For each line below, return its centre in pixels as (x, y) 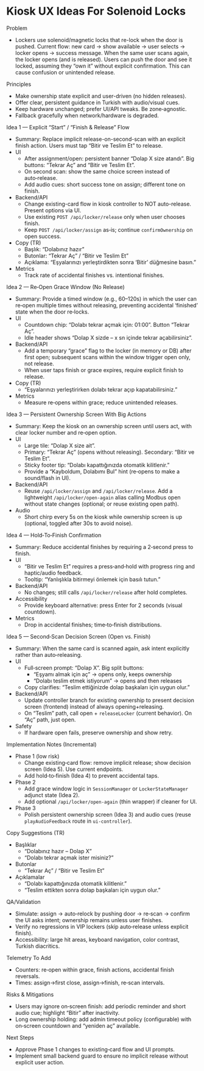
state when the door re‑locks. (52, 312)
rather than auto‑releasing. (48, 654)
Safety (23, 726)
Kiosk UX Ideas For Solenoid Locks (96, 11)
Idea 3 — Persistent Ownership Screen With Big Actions (76, 414)
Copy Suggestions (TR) (36, 833)
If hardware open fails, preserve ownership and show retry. (98, 733)
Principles (19, 84)
